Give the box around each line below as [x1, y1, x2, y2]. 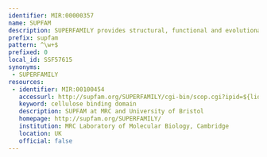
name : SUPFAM [8, 19, 52, 27]
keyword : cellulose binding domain [18, 100, 137, 108]
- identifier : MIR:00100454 [11, 85, 105, 94]
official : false [18, 136, 73, 145]
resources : [8, 78, 44, 86]
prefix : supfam [8, 33, 59, 42]
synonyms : [8, 63, 41, 71]
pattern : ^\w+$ [8, 41, 59, 49]
